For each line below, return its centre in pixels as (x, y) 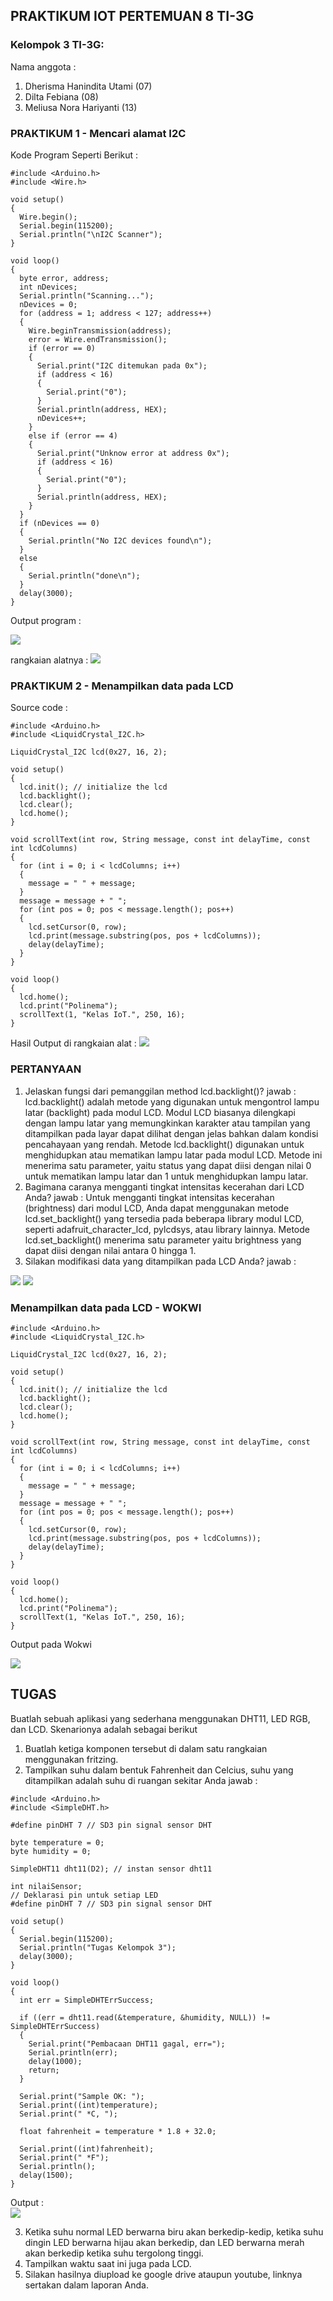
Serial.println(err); (73, 2052)
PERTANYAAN (46, 1069)
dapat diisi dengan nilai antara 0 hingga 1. (110, 1250)
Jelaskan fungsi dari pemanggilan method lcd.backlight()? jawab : (160, 1091)
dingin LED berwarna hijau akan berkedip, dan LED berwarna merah (164, 2242)
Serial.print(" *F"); (64, 2157)
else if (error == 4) (73, 435)
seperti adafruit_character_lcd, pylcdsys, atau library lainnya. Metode (167, 1229)
